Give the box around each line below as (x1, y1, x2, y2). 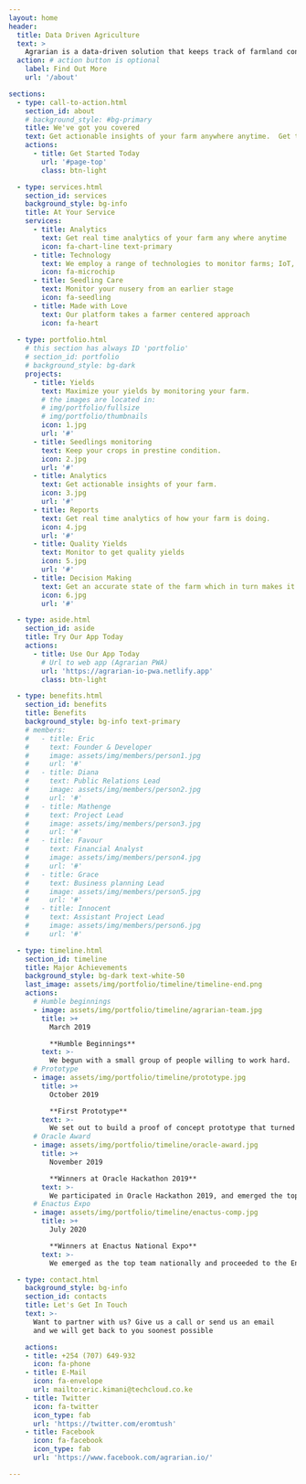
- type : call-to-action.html (16, 98, 128, 107)
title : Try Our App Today (25, 633, 124, 642)
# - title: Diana (25, 768, 100, 777)
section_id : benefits (25, 700, 107, 710)
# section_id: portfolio (25, 353, 120, 362)
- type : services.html (16, 182, 103, 192)
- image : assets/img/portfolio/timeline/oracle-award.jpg (32, 1140, 259, 1150)
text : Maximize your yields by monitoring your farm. (41, 386, 250, 396)
